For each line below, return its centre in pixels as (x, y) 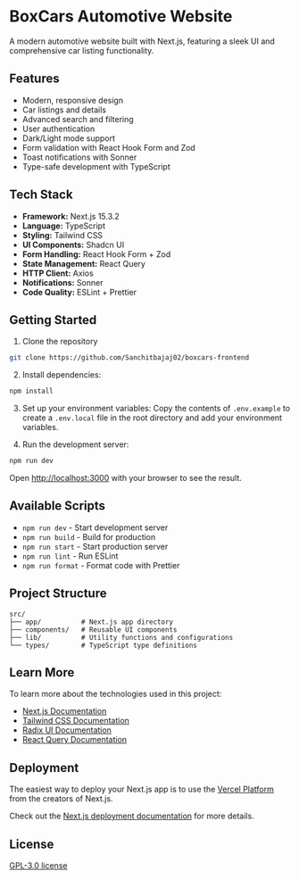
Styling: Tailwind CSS (62, 235)
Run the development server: (75, 444)
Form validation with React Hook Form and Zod (109, 147)
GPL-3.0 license (38, 866)
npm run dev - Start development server (95, 527)
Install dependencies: (62, 375)
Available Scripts (57, 506)
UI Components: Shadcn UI (73, 245)
